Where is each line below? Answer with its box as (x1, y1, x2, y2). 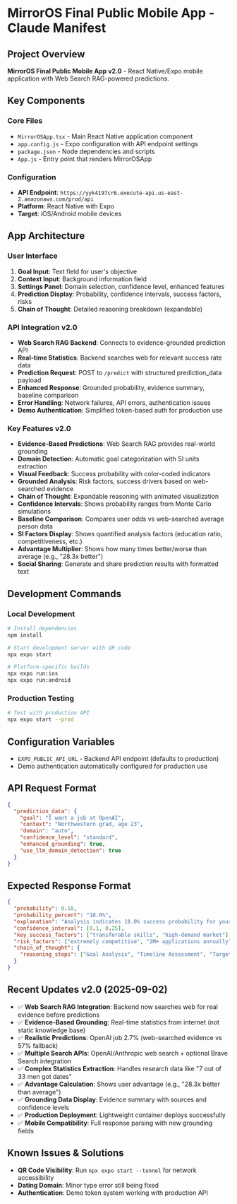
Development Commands (7, 588, 122, 600)
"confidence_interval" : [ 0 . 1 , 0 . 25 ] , (13, 924, 125, 932)
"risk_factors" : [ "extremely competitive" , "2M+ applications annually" (13, 938, 232, 945)
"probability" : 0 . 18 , (13, 905, 78, 912)
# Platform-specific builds (7, 663, 90, 671)
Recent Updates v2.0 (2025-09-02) (7, 984, 168, 996)
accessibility (17, 1173, 54, 1181)
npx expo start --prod (7, 716, 74, 724)
